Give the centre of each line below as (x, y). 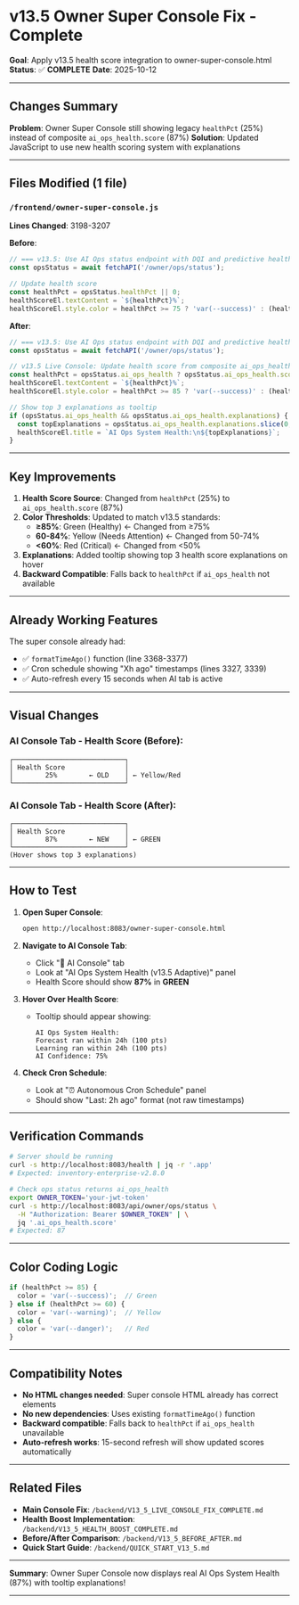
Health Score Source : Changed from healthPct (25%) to (126, 498)
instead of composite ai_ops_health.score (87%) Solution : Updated (134, 137)
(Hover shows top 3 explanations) (73, 855)
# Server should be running (61, 1156)
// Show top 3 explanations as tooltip (83, 407)
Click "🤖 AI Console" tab (80, 963)
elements (39, 1404)
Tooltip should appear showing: (93, 1016)
